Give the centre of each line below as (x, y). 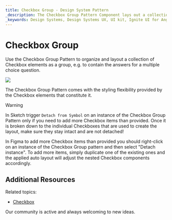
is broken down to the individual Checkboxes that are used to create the (81, 126)
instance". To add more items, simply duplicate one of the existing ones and (85, 153)
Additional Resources (40, 180)
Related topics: (21, 192)
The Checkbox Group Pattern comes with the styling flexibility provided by (84, 90)
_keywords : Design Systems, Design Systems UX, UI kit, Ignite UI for (82, 20)
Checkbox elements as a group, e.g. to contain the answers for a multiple (82, 65)
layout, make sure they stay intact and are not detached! (65, 132)
